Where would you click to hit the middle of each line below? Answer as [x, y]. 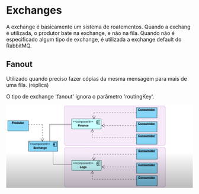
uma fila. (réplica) [28, 85]
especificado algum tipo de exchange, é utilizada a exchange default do [94, 39]
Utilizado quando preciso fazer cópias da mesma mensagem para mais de [97, 78]
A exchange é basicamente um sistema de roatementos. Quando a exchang [98, 27]
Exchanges [34, 10]
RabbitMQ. [19, 46]
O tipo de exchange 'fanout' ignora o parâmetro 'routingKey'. [80, 96]
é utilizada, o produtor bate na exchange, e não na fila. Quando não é [90, 33]
